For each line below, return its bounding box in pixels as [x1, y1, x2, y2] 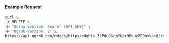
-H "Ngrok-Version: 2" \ [5, 29, 57, 34]
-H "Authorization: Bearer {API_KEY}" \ [5, 24, 91, 29]
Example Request [5, 4, 42, 10]
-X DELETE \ [5, 20, 30, 25]
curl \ [5, 15, 19, 20]
